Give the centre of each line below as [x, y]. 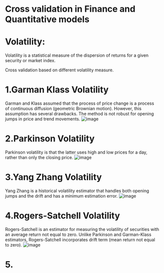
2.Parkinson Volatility [50, 139]
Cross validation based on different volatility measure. [59, 70]
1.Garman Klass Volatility [57, 90]
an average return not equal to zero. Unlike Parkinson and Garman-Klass [78, 234]
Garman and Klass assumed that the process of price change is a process [80, 103]
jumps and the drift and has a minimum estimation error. [61, 196]
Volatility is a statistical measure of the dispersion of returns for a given [77, 55]
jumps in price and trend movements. [43, 119]
